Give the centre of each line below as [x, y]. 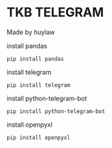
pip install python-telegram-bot [56, 111]
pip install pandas [35, 59]
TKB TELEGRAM [55, 12]
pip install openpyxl [39, 137]
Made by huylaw [31, 32]
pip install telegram [39, 85]
